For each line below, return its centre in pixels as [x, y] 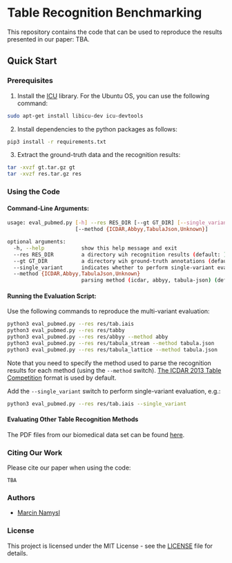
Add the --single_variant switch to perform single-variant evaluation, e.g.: [114, 391]
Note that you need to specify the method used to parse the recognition [109, 363]
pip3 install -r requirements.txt [57, 142]
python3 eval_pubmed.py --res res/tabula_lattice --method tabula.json [112, 350]
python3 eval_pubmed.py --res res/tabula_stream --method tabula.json [111, 343]
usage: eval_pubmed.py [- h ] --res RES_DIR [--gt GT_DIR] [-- [97, 223]
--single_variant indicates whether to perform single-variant [114, 268]
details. [18, 553]
